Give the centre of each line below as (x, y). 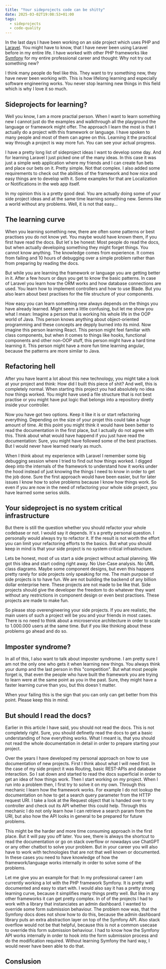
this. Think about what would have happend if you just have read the (75, 435)
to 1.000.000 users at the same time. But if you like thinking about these (78, 626)
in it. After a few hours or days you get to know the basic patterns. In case (81, 278)
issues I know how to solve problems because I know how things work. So (81, 482)
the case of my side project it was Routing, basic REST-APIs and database (81, 769)
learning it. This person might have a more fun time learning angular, (75, 346)
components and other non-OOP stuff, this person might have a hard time (80, 340)
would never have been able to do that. (45, 946)
